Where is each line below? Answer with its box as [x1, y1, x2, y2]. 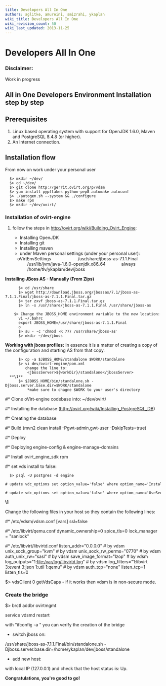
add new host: [12, 656, 41, 662]
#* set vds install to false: [5, 463, 57, 469]
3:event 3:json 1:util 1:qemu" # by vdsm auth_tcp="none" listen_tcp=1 [5, 564, 146, 570]
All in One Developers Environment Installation [5, 90, 152, 99]
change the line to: [25, 366, 68, 371]
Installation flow [5, 153, 56, 162]
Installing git [19, 239, 45, 246]
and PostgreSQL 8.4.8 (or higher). [12, 134, 82, 140]
